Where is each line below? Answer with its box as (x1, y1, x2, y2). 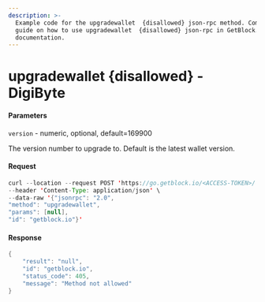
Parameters (8, 111, 47, 121)
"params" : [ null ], (8, 208, 69, 217)
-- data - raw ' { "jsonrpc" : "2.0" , (8, 194, 114, 202)
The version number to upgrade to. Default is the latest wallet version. (8, 144, 235, 153)
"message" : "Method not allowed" (22, 279, 132, 288)
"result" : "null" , (22, 258, 83, 266)
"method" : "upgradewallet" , (8, 201, 101, 209)
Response (8, 233, 42, 242)
